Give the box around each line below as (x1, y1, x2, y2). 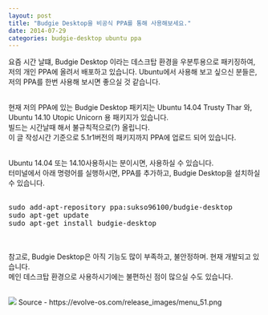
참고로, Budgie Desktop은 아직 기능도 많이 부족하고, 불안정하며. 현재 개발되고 (8, 252, 251, 261)
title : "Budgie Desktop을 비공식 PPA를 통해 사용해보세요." (8, 19, 192, 27)
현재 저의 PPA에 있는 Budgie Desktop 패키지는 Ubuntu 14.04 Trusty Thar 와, (8, 103, 253, 112)
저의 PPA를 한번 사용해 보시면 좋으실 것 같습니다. (8, 77, 160, 87)
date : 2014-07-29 (8, 26, 67, 34)
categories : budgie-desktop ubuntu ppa (8, 34, 142, 42)
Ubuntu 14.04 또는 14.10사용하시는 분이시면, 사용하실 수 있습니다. (8, 158, 214, 168)
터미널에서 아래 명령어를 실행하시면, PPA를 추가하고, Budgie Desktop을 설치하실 (8, 168, 261, 178)
